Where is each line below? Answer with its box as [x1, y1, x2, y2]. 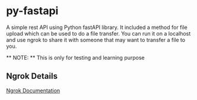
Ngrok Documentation [6, 87, 61, 94]
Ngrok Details [6, 71, 58, 81]
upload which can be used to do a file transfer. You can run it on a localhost [6, 30, 191, 37]
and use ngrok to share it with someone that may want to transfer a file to [6, 36, 186, 43]
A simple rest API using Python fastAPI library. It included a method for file [6, 24, 188, 31]
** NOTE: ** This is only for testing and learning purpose [6, 54, 145, 61]
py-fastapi [6, 4, 59, 18]
